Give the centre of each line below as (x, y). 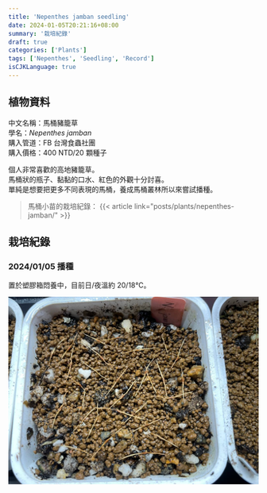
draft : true (28, 42)
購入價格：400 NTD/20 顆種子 (58, 152)
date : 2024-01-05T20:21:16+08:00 (64, 25)
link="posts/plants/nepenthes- (184, 206)
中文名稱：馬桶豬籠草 (43, 122)
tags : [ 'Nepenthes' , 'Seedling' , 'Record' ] (81, 59)
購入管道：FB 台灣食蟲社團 (52, 142)
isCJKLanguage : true (43, 67)
